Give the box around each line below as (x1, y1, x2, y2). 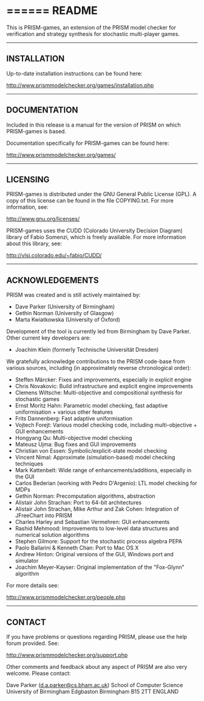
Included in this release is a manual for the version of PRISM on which (6, 121, 181, 128)
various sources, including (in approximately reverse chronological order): (6, 364, 191, 372)
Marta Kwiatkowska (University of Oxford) (15, 316, 120, 323)
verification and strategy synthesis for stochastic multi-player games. (6, 30, 180, 37)
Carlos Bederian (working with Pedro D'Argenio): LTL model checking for (15, 480, 197, 487)
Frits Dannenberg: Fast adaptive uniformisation (15, 415, 132, 422)
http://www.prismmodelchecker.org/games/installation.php (6, 82, 154, 89)
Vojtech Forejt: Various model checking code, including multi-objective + (15, 421, 197, 429)
